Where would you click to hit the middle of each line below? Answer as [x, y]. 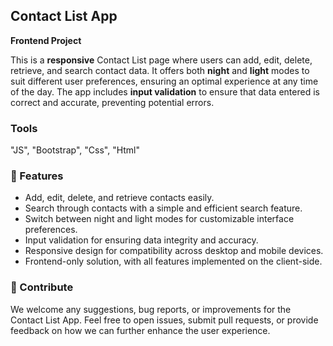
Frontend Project [46, 40]
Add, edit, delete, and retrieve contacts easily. [119, 198]
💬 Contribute [42, 287]
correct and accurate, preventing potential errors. [112, 102]
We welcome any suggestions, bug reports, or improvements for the [151, 309]
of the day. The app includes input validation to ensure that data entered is [165, 91]
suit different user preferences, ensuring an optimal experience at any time [164, 81]
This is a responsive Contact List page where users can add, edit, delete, [161, 60]
